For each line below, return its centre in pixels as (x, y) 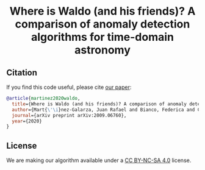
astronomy (103, 50)
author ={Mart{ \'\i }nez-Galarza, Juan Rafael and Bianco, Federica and (103, 110)
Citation (22, 72)
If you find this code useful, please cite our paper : (69, 87)
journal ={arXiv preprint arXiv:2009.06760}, (69, 115)
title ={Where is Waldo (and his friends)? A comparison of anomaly (99, 104)
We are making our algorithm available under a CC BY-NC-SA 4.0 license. (99, 160)
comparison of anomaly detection (103, 24)
